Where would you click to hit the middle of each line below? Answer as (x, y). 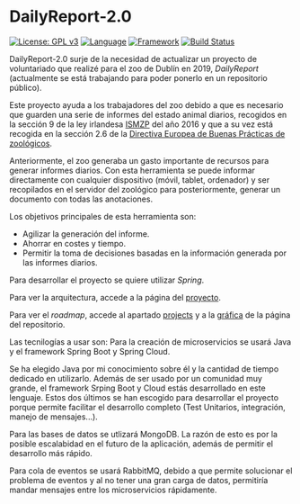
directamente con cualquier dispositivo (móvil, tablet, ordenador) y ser (140, 180)
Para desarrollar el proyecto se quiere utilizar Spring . (107, 280)
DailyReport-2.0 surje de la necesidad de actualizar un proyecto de (133, 58)
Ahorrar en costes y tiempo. (74, 243)
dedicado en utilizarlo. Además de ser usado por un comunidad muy (136, 378)
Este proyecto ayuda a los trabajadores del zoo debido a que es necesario (146, 104)
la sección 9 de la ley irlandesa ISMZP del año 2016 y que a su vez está (141, 124)
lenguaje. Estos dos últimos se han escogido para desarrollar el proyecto (144, 397)
